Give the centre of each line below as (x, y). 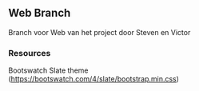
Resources (30, 53)
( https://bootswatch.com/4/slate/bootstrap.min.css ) (94, 79)
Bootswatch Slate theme (48, 70)
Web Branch (40, 13)
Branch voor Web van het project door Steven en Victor (99, 32)
